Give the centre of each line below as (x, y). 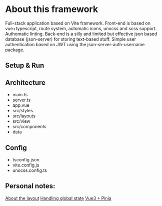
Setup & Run (25, 65)
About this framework (52, 9)
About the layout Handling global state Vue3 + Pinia (58, 198)
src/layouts (24, 116)
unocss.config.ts (30, 170)
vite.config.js (26, 165)
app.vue (21, 105)
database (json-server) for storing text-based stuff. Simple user (71, 39)
